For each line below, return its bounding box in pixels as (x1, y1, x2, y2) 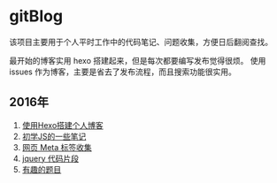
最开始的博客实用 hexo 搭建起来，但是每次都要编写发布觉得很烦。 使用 (9, 55, 266, 65)
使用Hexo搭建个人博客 (21, 119, 104, 130)
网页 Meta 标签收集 (21, 141, 92, 152)
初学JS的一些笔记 (21, 131, 87, 141)
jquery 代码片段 (21, 153, 80, 164)
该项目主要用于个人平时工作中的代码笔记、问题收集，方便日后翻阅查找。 (9, 36, 273, 47)
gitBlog (9, 6, 64, 27)
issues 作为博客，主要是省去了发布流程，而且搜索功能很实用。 (9, 66, 236, 77)
